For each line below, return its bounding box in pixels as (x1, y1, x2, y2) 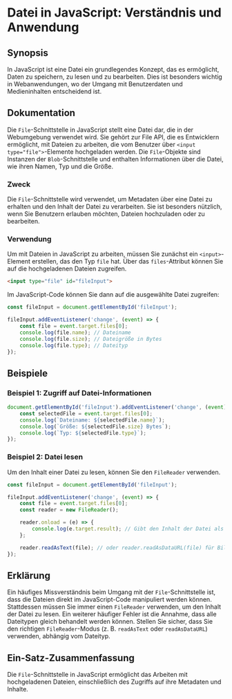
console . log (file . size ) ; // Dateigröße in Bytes (19, 335, 162, 342)
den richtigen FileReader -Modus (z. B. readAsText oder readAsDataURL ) (7, 624, 209, 633)
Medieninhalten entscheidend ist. (7, 88, 102, 95)
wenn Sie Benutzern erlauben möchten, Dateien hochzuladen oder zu (7, 210, 205, 218)
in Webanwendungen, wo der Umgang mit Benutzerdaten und (7, 80, 183, 88)
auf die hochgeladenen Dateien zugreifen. (7, 264, 127, 273)
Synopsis (7, 47, 48, 59)
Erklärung (7, 569, 50, 581)
